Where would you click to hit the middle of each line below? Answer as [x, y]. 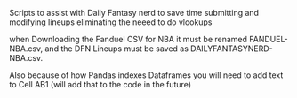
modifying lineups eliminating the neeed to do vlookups [111, 22]
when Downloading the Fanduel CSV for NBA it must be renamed [128, 39]
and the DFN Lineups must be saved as [117, 49]
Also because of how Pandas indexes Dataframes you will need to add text [146, 75]
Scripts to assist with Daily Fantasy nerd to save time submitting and [134, 13]
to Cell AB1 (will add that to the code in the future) [100, 84]
